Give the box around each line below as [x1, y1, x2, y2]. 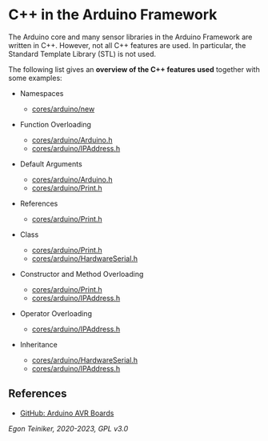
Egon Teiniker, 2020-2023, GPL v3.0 [8, 423, 129, 433]
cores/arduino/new [31, 104, 95, 114]
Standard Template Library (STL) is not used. [8, 49, 157, 58]
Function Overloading [19, 119, 92, 129]
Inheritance [19, 339, 58, 349]
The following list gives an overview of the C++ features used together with [8, 64, 260, 74]
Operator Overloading [19, 308, 92, 318]
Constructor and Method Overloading [19, 269, 144, 279]
